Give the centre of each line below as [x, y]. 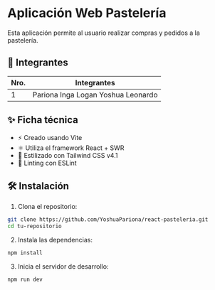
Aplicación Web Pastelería [87, 13]
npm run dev [25, 279]
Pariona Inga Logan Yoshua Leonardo [95, 95]
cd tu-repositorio [35, 226]
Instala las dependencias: [55, 240]
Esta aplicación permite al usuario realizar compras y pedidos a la [104, 33]
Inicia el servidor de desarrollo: [63, 267]
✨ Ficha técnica [43, 120]
